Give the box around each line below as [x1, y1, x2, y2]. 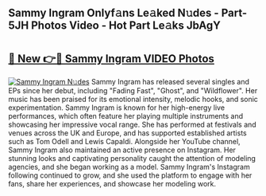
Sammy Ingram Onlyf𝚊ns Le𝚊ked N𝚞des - [8, 6, 220, 20]
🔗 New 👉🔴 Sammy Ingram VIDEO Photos [8, 52, 214, 65]
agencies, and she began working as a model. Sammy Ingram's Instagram [8, 163, 250, 171]
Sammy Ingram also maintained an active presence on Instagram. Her [8, 145, 237, 155]
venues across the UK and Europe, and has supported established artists [8, 128, 248, 138]
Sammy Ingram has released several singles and [91, 77, 250, 86]
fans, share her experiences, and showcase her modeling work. [8, 179, 217, 188]
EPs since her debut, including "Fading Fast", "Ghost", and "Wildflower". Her [8, 86, 258, 95]
